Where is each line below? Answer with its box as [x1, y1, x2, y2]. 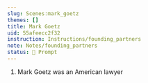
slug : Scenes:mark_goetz [7, 10, 79, 17]
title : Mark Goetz [7, 23, 60, 30]
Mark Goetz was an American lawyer [17, 67, 124, 76]
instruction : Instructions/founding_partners [7, 36, 141, 43]
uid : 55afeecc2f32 [7, 29, 60, 37]
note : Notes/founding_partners [7, 42, 98, 49]
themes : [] [7, 17, 39, 24]
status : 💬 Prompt [7, 49, 58, 56]
